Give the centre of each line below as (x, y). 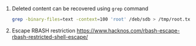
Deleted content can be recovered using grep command (80, 9)
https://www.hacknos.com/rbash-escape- (128, 30)
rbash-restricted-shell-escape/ (50, 37)
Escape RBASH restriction (44, 30)
